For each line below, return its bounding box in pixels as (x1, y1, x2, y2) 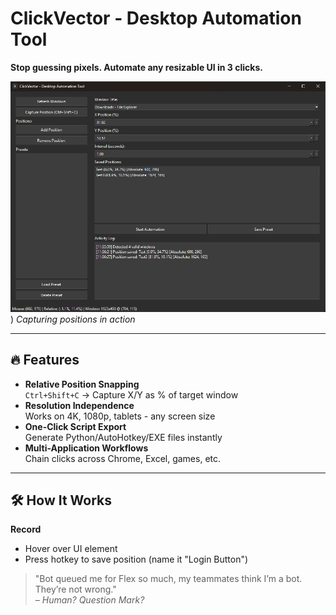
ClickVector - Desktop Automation (10, 7, 302, 30)
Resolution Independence (24, 399, 135, 411)
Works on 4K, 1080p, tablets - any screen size (24, 410, 216, 422)
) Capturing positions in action (10, 313, 136, 325)
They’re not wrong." (34, 583, 117, 596)
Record (10, 523, 42, 536)
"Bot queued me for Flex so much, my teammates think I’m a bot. (34, 573, 303, 585)
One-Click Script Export (24, 420, 127, 432)
